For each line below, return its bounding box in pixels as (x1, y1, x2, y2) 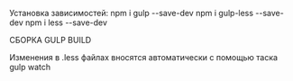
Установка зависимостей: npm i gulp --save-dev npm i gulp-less (9, 8, 254, 18)
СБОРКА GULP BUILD (9, 35, 92, 45)
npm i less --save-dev (25, 17, 108, 28)
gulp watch (9, 62, 51, 72)
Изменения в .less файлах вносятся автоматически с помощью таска (9, 52, 278, 62)
